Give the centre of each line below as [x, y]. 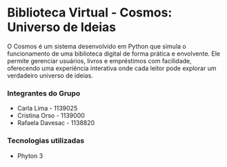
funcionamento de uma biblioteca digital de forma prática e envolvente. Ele [114, 54]
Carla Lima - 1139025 [47, 109]
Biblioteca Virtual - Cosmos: [90, 13]
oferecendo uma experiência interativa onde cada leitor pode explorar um [112, 68]
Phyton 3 [30, 155]
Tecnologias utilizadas [46, 141]
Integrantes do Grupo [44, 93]
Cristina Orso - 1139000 [51, 115]
